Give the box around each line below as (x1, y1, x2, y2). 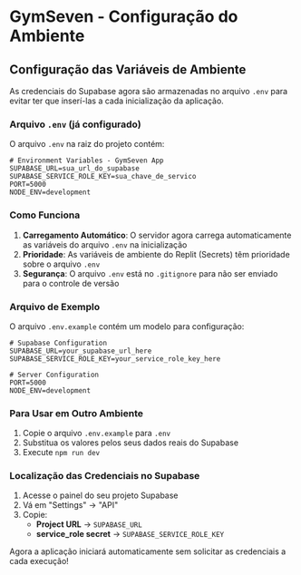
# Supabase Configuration (9, 338, 107, 347)
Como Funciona (9, 209, 81, 221)
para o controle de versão (22, 278, 120, 288)
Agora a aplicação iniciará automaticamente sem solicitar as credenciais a (9, 546, 286, 557)
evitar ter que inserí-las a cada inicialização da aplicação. (9, 95, 224, 106)
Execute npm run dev (22, 447, 101, 458)
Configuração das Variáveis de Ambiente (9, 62, 247, 77)
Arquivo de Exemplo (9, 300, 101, 313)
